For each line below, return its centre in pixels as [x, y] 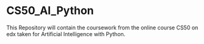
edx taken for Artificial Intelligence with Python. [66, 34]
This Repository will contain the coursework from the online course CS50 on [102, 28]
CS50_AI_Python [50, 11]
